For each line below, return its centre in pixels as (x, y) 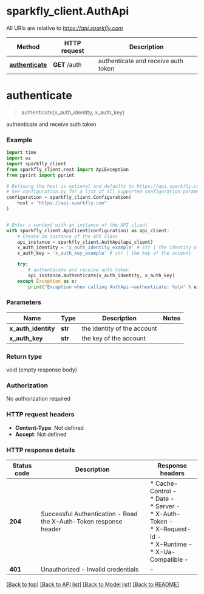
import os (19, 158)
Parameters (24, 302)
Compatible (166, 559)
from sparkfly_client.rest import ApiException (68, 169)
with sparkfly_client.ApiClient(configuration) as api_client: (88, 230)
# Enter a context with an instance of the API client (77, 225)
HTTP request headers (40, 415)
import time (21, 153)
